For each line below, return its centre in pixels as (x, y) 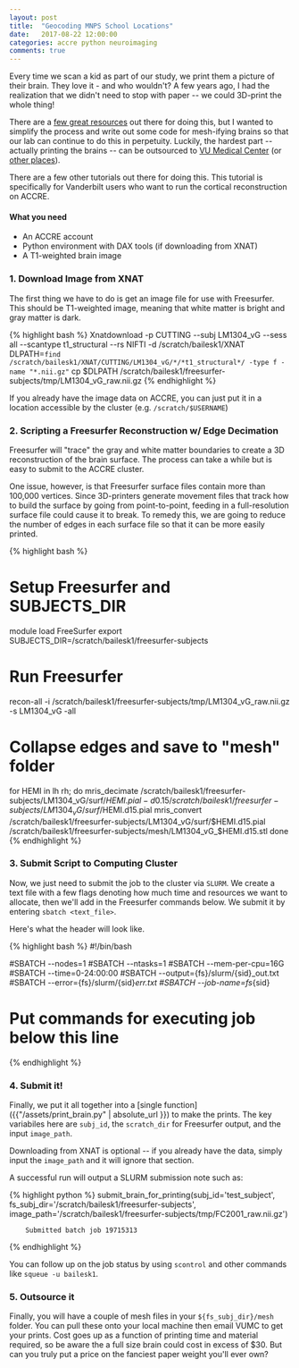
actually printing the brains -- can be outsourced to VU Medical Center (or (145, 151)
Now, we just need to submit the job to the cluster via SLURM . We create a (142, 882)
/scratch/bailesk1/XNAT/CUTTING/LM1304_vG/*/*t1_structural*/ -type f (143, 362)
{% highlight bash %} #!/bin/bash (71, 946)
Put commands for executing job (133, 1019)
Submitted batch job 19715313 (82, 1230)
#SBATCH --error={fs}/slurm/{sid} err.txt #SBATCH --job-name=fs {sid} (140, 982)
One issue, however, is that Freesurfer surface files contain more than (137, 486)
